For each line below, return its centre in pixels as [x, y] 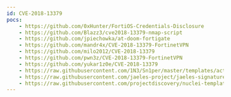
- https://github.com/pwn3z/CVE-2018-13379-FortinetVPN [101, 58]
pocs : [14, 20]
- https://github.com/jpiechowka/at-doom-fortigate [94, 39]
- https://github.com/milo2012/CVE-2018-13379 [87, 52]
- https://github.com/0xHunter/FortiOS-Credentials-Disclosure [112, 26]
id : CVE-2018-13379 [34, 13]
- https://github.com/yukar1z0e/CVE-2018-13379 [88, 64]
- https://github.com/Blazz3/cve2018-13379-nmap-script [101, 32]
